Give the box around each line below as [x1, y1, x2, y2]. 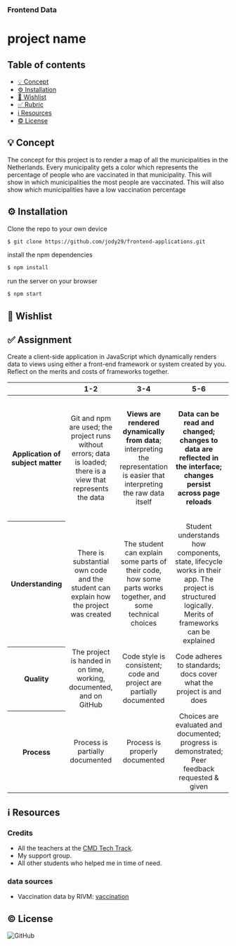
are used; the [69, 422, 113, 432]
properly [129, 746, 158, 756]
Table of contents [7, 58, 86, 71]
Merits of [183, 609, 214, 619]
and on [79, 691, 103, 701]
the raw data [122, 488, 165, 498]
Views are [126, 409, 162, 419]
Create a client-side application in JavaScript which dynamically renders [7, 353, 217, 361]
